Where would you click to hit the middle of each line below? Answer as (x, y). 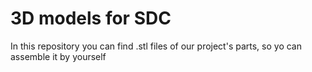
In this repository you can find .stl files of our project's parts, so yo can (156, 46)
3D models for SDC (91, 18)
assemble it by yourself (58, 56)
